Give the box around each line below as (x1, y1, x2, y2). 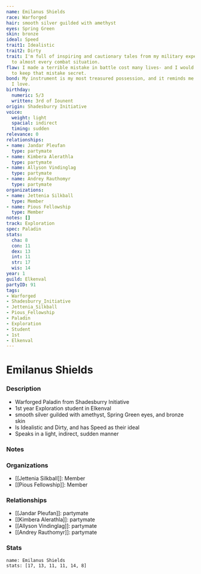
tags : (6, 287, 20, 294)
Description (6, 385, 41, 393)
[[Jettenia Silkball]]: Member (14, 475, 86, 482)
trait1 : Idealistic (6, 43, 55, 49)
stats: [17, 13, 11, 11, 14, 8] (6, 563, 87, 569)
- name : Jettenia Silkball (6, 192, 74, 198)
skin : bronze (6, 31, 39, 37)
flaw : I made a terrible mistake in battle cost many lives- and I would (6, 64, 194, 71)
